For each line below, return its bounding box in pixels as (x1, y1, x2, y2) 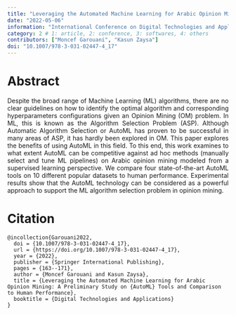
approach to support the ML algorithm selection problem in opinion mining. (7, 186, 224, 194)
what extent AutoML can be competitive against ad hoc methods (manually (7, 148, 229, 157)
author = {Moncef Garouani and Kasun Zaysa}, (13, 271, 150, 278)
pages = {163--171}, (13, 264, 74, 271)
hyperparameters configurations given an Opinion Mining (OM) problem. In (7, 111, 229, 120)
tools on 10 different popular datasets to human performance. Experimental (7, 171, 229, 179)
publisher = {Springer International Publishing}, (13, 258, 165, 266)
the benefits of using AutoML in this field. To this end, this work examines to (7, 141, 229, 150)
